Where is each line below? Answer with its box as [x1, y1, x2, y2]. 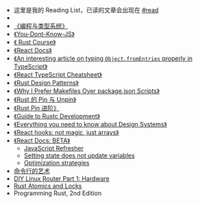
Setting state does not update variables [23, 151, 135, 160]
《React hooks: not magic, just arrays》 [13, 129, 119, 136]
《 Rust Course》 [13, 38, 56, 46]
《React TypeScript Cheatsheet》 [13, 71, 103, 79]
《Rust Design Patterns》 [13, 79, 79, 87]
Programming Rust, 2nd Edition [13, 189, 102, 197]
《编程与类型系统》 [13, 22, 68, 29]
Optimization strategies [23, 159, 90, 166]
